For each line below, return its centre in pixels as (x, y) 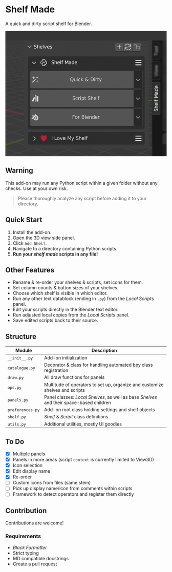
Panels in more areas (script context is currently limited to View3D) (83, 460)
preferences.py (24, 410)
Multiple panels (29, 454)
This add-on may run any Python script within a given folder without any (81, 183)
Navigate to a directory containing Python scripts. (65, 248)
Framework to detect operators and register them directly (73, 494)
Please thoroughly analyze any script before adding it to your (82, 198)
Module (24, 350)
